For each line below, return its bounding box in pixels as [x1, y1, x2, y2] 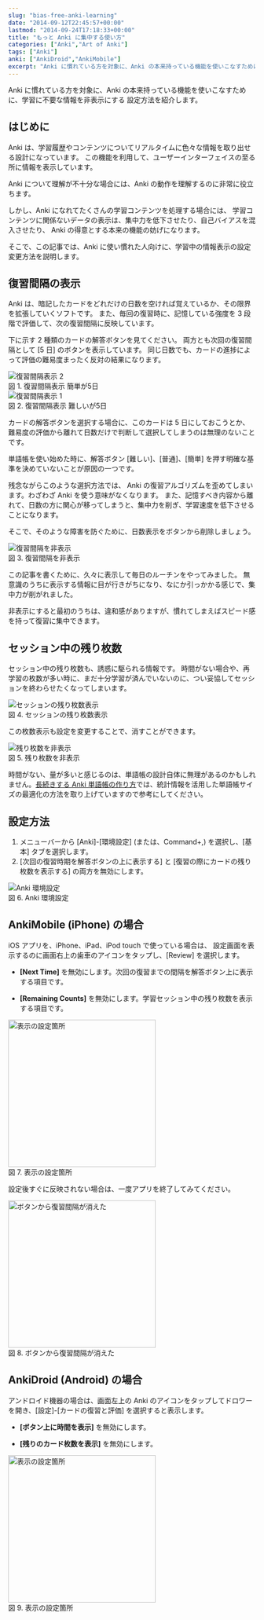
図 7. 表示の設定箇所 [8, 1167, 73, 1177]
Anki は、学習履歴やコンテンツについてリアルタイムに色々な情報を [8, 142, 224, 152]
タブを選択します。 [31, 847, 93, 856]
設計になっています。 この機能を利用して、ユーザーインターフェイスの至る [14, 152, 256, 162]
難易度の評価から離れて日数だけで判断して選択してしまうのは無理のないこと [8, 427, 255, 437]
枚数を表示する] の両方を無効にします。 [19, 867, 148, 876]
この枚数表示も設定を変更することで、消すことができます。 [8, 727, 200, 736]
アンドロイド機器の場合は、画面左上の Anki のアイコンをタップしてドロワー [8, 1395, 253, 1405]
